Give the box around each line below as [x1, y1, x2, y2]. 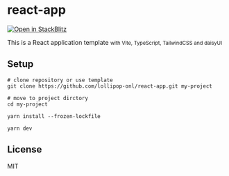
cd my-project [7, 101, 49, 108]
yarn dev [7, 125, 33, 132]
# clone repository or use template [7, 77, 113, 84]
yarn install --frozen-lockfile [7, 113, 101, 119]
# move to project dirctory [7, 95, 89, 101]
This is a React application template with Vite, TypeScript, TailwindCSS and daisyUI [7, 38, 223, 46]
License [7, 144, 42, 155]
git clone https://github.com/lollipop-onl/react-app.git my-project [7, 82, 213, 90]
